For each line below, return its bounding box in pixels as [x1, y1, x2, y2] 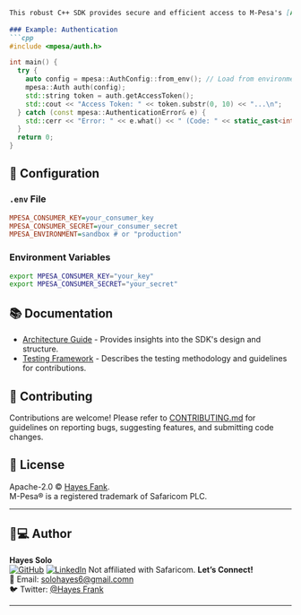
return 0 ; [17, 133, 54, 143]
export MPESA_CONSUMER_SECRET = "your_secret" [9, 280, 178, 289]
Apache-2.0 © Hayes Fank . [9, 481, 110, 492]
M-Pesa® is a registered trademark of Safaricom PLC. [9, 490, 208, 501]
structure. [21, 343, 59, 354]
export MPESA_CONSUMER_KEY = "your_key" [9, 272, 154, 281]
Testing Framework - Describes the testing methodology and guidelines [21, 353, 288, 364]
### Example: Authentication [9, 25, 118, 34]
